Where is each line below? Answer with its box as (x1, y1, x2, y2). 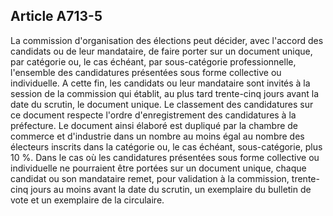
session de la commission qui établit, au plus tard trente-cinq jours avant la (10, 87, 320, 99)
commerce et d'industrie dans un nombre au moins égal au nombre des (10, 130, 305, 142)
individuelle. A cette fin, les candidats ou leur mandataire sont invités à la (10, 77, 311, 89)
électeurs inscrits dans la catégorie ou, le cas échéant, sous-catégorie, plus (10, 140, 323, 153)
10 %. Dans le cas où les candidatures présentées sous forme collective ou (10, 151, 320, 163)
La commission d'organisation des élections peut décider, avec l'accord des (10, 34, 324, 46)
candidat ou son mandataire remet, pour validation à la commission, (10, 172, 290, 184)
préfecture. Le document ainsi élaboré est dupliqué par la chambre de (10, 119, 299, 131)
